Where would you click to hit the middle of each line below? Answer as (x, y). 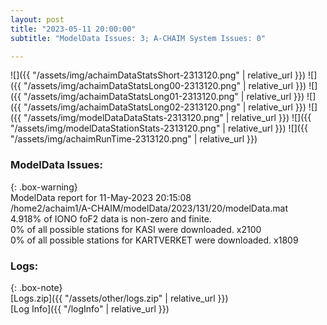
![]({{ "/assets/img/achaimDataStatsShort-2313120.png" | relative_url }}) (158, 75)
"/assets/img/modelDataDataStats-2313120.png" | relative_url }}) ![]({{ (167, 118)
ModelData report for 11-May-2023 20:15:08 (101, 197)
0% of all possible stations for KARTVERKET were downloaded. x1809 (154, 240)
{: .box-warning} (44, 187)
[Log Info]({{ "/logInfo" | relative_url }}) (90, 308)
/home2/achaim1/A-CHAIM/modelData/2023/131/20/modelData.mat (149, 208)
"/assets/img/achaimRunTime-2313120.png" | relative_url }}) (134, 139)
